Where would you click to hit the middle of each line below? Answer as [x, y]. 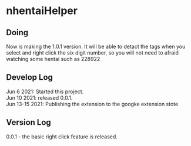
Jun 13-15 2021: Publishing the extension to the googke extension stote [92, 104]
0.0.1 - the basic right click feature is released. [62, 137]
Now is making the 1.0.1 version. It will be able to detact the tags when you [96, 46]
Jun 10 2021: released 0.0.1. [39, 97]
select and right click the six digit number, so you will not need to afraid [93, 53]
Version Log [29, 122]
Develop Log [29, 77]
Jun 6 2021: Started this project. [45, 91]
